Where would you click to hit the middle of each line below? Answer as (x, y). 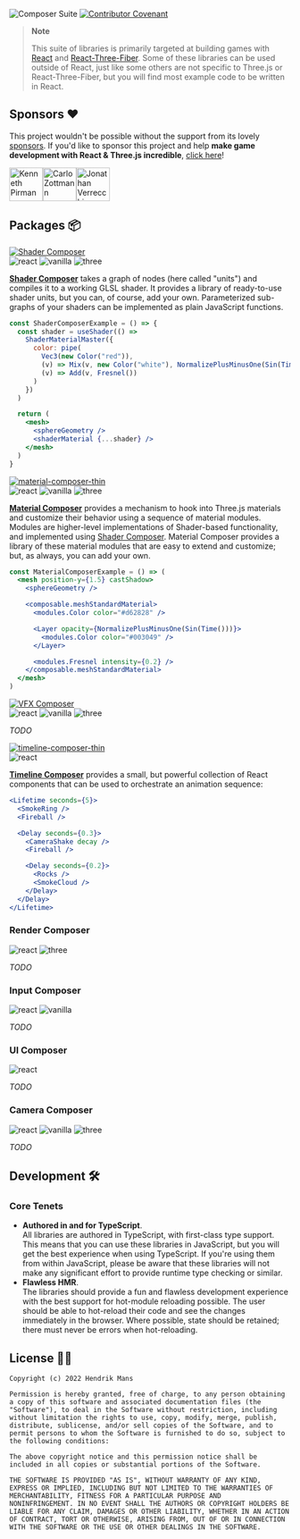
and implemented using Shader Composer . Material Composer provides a (144, 536)
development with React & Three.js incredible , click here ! (117, 155)
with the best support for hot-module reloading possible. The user (144, 1301)
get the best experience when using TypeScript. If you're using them (148, 1254)
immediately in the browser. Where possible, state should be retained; (150, 1320)
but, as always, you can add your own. (80, 555)
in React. (47, 86)
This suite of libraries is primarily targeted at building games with (150, 48)
